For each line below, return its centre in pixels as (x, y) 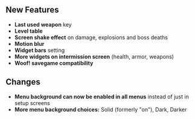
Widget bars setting (40, 50)
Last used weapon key (43, 24)
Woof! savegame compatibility (54, 63)
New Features (32, 10)
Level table (28, 31)
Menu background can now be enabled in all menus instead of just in (102, 97)
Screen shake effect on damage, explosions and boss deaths (91, 37)
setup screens (32, 103)
